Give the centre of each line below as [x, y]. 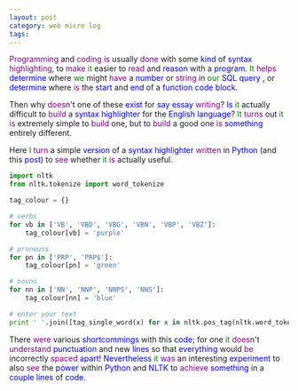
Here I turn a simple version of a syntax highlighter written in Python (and [143, 150]
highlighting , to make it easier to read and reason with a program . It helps [143, 68]
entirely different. [41, 133]
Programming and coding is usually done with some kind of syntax [131, 60]
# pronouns [29, 249]
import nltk [31, 176]
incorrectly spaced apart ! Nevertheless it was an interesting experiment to [145, 358]
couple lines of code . [47, 377]
